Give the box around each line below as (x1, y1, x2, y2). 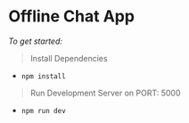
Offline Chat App (8, 6, 136, 27)
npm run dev (21, 106, 66, 115)
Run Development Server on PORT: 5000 (29, 87, 181, 98)
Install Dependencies (29, 53, 108, 63)
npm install (21, 71, 66, 81)
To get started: (8, 36, 63, 46)
